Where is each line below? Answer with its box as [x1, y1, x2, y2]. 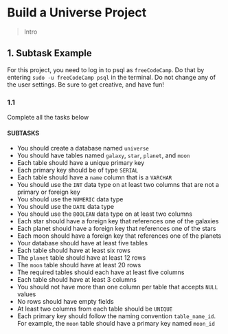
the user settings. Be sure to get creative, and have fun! [7, 80, 165, 89]
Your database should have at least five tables [16, 239, 148, 247]
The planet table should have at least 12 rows [16, 254, 146, 262]
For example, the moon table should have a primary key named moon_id [16, 320, 215, 328]
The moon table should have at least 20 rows [16, 261, 141, 269]
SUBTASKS [7, 129, 40, 137]
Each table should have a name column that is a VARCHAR [16, 173, 172, 181]
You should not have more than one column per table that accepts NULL [16, 283, 218, 291]
